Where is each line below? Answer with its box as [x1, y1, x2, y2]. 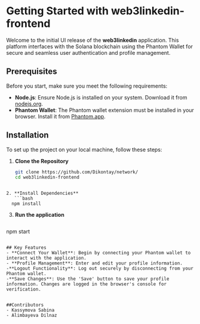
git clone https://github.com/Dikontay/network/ [14, 169, 139, 175]
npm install [11, 201, 42, 207]
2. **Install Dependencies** [6, 191, 79, 197]
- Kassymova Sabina [6, 307, 55, 313]
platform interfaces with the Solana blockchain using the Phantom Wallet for [6, 43, 193, 50]
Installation [6, 130, 49, 141]
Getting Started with [6, 4, 109, 18]
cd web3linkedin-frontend [14, 175, 79, 180]
